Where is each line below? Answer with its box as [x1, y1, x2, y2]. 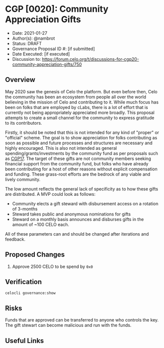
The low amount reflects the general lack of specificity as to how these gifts [5, 186, 158, 192]
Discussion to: [12, 56, 41, 62]
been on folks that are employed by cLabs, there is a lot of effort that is [5, 104, 148, 110]
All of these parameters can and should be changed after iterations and [5, 231, 149, 237]
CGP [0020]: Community [5, 3, 109, 15]
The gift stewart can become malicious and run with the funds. [5, 322, 132, 328]
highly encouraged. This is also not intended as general [5, 145, 117, 151]
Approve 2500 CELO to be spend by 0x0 [12, 264, 93, 269]
